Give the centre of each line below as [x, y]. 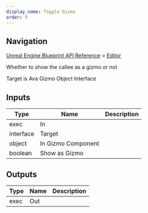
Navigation [27, 41]
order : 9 [17, 17]
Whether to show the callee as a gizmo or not [62, 67]
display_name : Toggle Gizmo [41, 12]
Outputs [22, 174]
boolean [21, 154]
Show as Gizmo [62, 154]
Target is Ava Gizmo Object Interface [51, 79]
